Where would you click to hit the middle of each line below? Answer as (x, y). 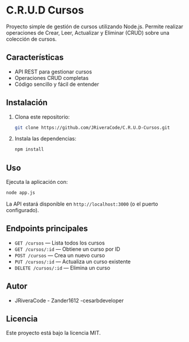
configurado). (23, 210)
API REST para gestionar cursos (53, 72)
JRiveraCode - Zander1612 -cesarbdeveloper (69, 300)
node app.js (21, 193)
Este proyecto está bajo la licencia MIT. (53, 333)
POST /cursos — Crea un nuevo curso (60, 255)
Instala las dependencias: (45, 139)
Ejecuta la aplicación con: (37, 182)
